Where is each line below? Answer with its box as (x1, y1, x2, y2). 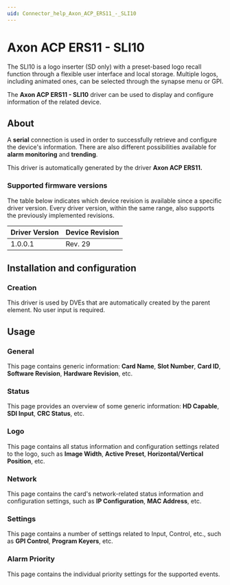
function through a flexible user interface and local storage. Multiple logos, (7, 69, 218, 78)
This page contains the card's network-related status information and (7, 489, 204, 498)
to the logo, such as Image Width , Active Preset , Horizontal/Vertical (7, 450, 204, 458)
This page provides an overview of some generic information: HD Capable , (7, 402, 220, 410)
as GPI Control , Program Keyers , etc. (7, 537, 113, 545)
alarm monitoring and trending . (7, 151, 98, 159)
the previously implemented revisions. (7, 211, 115, 219)
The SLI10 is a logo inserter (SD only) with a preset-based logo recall (7, 63, 202, 71)
